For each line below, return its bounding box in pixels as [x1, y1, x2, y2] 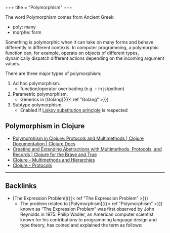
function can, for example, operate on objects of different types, [5, 50, 139, 56]
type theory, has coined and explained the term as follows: [20, 222, 143, 228]
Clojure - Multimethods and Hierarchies [12, 157, 95, 163]
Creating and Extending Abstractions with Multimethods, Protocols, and [12, 146, 162, 152]
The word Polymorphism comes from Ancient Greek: [5, 14, 115, 20]
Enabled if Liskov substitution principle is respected [20, 107, 128, 113]
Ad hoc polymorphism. [12, 81, 60, 86]
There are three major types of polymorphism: [5, 70, 102, 76]
